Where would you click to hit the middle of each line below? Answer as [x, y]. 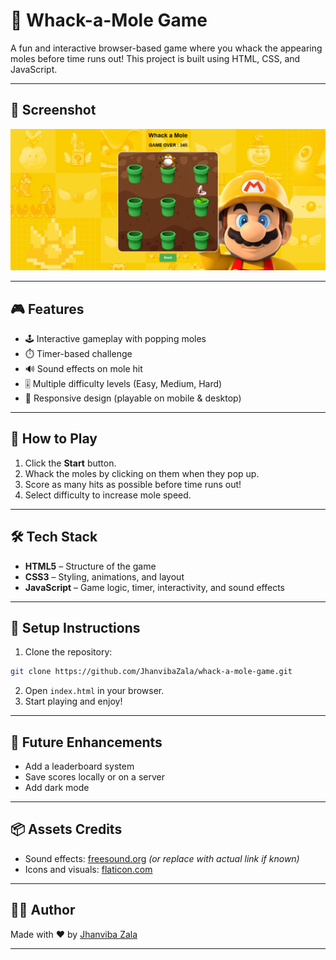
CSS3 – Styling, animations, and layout [104, 576]
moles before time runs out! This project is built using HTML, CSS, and [155, 58]
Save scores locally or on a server [94, 777]
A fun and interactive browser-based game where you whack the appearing [166, 48]
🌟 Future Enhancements [86, 742]
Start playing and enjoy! [73, 701]
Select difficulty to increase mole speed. [108, 495]
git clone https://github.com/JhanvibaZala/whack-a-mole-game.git [151, 672]
